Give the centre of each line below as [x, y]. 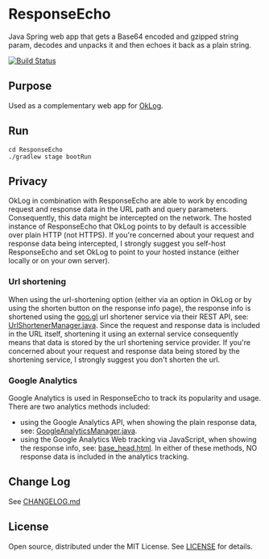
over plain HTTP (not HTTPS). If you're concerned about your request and [131, 235]
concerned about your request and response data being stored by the [124, 351]
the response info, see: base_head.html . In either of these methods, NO [139, 448]
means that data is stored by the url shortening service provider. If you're [130, 342]
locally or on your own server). [59, 261]
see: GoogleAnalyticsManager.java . [79, 431]
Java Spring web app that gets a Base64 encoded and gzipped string [124, 36]
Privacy [28, 181]
